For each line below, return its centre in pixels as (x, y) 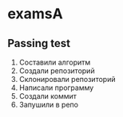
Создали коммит (48, 96)
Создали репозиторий (57, 71)
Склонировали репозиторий (67, 79)
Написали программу (56, 88)
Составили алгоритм (55, 62)
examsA (35, 14)
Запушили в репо (49, 105)
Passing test (39, 43)
